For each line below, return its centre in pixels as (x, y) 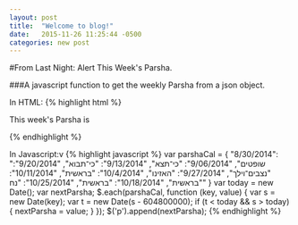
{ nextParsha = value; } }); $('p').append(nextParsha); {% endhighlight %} (145, 212)
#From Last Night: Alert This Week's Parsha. (91, 68)
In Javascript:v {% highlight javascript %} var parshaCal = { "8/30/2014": (144, 154)
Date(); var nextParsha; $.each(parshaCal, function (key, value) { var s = (142, 192)
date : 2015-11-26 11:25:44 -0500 (76, 34)
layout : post (34, 17)
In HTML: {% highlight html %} (66, 103)
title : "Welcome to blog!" (62, 26)
